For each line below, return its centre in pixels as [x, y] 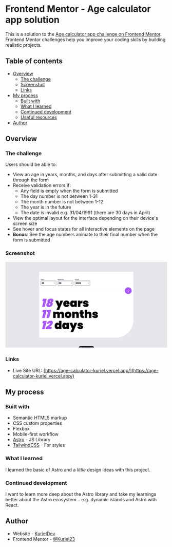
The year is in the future [46, 207]
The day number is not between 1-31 [59, 196]
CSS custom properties [37, 423]
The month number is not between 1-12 [62, 202]
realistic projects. [24, 45]
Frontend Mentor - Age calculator [78, 9]
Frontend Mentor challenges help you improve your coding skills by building [85, 40]
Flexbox [21, 429]
